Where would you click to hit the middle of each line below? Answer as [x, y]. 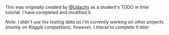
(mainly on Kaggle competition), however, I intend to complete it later [77, 27]
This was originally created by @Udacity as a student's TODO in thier [77, 7]
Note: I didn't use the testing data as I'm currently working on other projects [85, 22]
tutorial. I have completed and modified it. [49, 12]
